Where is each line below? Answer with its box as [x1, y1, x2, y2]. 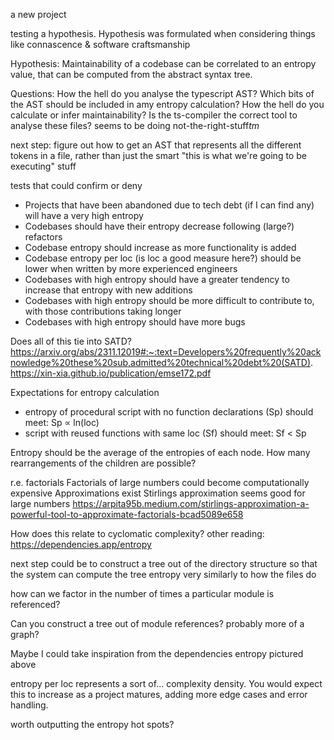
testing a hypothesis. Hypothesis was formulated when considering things [10, 28, 316, 39]
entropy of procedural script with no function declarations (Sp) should [24, 406, 314, 418]
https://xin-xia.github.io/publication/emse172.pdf [10, 367, 212, 379]
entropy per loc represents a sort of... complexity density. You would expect [10, 678, 323, 689]
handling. [10, 699, 49, 711]
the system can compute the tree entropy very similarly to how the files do [10, 569, 317, 580]
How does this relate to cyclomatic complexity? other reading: [10, 528, 265, 539]
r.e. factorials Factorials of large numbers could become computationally [10, 477, 310, 488]
